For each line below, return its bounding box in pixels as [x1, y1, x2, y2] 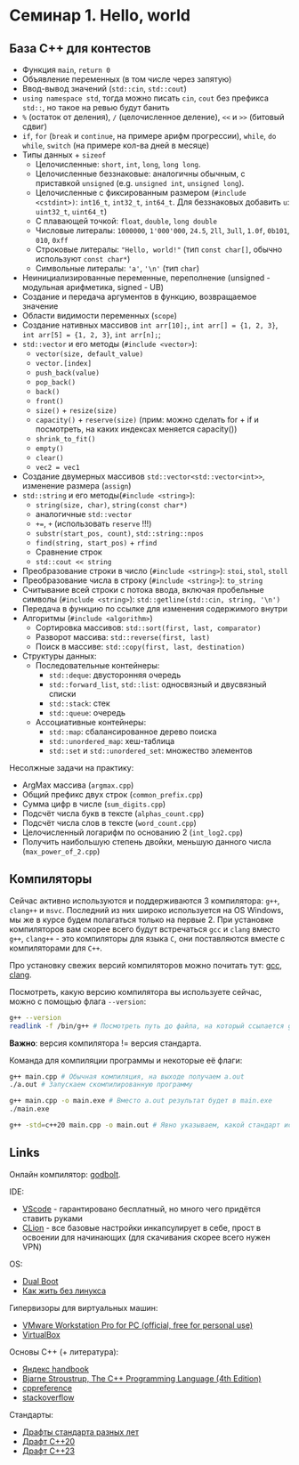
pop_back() [35, 378, 77, 387]
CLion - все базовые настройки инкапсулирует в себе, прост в [21, 1222, 262, 1233]
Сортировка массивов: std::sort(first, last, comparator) [35, 622, 262, 633]
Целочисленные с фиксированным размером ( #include [35, 188, 246, 198]
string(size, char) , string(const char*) [35, 499, 189, 510]
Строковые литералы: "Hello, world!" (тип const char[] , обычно [35, 244, 283, 255]
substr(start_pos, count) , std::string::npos [35, 528, 205, 538]
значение [21, 301, 59, 312]
